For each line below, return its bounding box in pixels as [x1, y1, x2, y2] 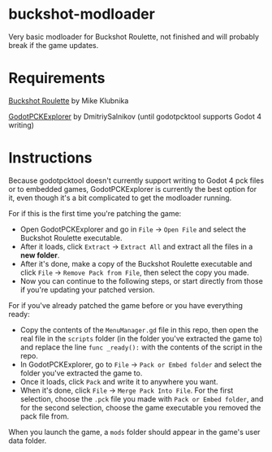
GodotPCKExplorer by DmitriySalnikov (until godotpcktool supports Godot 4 [8, 111, 262, 121]
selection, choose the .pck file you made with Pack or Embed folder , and [19, 393, 264, 403]
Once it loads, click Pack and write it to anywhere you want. [19, 376, 218, 386]
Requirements [8, 69, 106, 88]
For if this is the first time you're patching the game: [8, 208, 182, 218]
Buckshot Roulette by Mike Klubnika [8, 95, 129, 106]
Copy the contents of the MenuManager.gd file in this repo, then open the [19, 324, 259, 334]
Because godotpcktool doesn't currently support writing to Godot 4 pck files [8, 176, 265, 185]
